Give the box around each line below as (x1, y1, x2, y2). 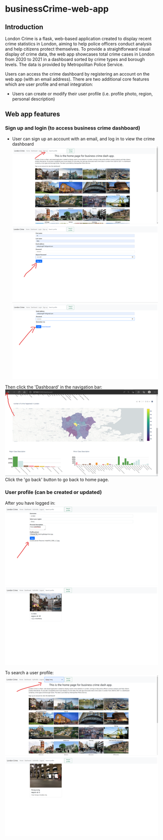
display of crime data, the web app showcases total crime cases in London (5, 51, 155, 57)
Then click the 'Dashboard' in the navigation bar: (5, 384, 103, 390)
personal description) (12, 96, 55, 102)
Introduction (5, 23, 44, 31)
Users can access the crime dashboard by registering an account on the (5, 71, 150, 76)
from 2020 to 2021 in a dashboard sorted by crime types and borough (5, 57, 145, 62)
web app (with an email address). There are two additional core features (5, 76, 149, 82)
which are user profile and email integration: (5, 81, 93, 87)
